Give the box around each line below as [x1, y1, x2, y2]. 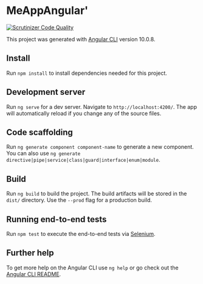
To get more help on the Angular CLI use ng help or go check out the [6, 264, 179, 271]
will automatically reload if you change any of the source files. [6, 109, 162, 117]
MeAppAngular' [6, 4, 89, 18]
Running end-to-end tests [6, 214, 107, 224]
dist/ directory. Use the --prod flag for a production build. [6, 196, 152, 204]
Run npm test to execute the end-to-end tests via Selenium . [6, 230, 156, 237]
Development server [6, 87, 86, 97]
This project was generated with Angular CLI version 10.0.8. [6, 35, 156, 43]
